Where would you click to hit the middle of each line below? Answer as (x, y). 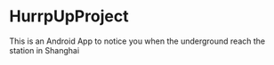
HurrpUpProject (69, 16)
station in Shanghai (44, 50)
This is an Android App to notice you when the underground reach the (137, 41)
